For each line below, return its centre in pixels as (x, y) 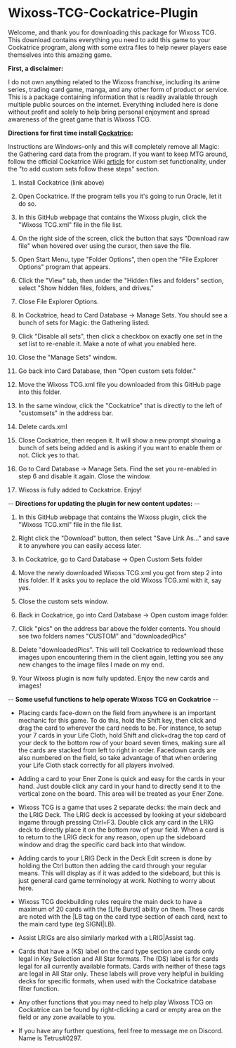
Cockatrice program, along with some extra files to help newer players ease (118, 47)
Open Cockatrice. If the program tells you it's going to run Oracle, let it (120, 196)
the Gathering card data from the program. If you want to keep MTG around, (118, 154)
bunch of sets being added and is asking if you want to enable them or (120, 447)
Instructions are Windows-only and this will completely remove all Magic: (114, 146)
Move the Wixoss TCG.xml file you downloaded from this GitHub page (119, 384)
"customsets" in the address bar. (66, 413)
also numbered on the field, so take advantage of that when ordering (118, 757)
